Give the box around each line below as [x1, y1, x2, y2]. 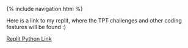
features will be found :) [6, 24, 66, 30]
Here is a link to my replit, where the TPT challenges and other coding [6, 17, 182, 24]
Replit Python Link [6, 35, 52, 42]
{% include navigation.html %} [6, 5, 84, 12]
